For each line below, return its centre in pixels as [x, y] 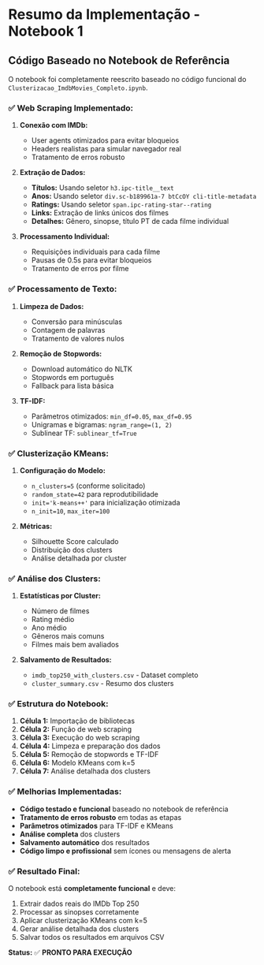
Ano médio [49, 628]
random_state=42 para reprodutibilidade [95, 494]
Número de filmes [60, 611]
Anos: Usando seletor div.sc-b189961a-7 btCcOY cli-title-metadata [144, 196]
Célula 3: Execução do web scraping [80, 738]
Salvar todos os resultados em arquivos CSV [92, 937]
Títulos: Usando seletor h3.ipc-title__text [103, 188]
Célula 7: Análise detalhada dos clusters [85, 771]
